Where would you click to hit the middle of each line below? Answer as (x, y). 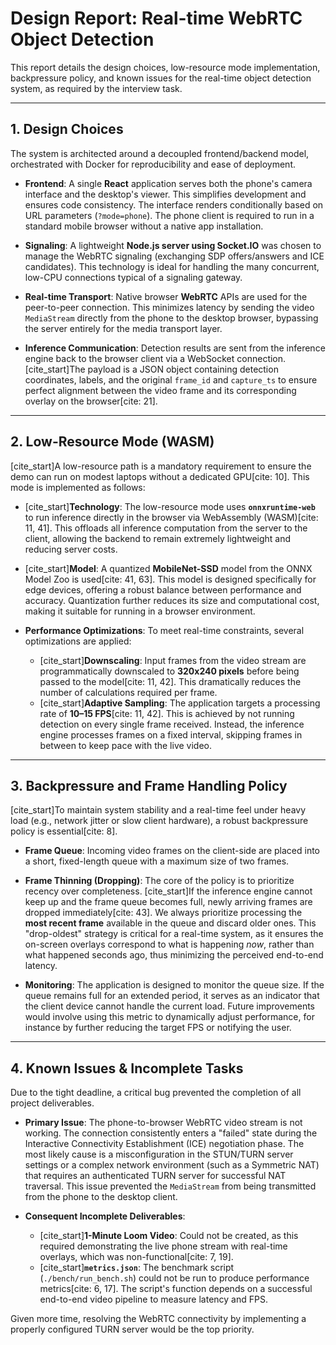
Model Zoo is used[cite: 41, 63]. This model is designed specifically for (170, 579)
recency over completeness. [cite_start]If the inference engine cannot (168, 891)
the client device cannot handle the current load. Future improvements (170, 1006)
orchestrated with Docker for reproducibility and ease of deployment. (153, 164)
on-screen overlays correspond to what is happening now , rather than (169, 944)
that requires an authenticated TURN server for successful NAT (155, 1176)
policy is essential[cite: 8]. (64, 831)
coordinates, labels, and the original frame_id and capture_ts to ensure (171, 379)
